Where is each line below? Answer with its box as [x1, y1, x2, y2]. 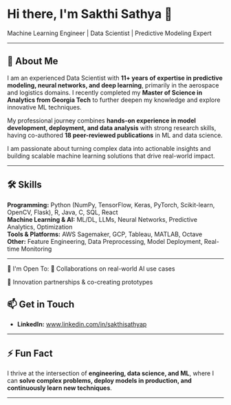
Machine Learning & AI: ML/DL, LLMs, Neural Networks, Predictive [7, 215, 198, 223]
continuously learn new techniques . [7, 384, 112, 392]
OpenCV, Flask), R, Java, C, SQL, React [7, 208, 118, 216]
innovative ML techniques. [7, 103, 82, 111]
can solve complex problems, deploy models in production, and [7, 377, 192, 385]
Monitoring [21, 245, 52, 253]
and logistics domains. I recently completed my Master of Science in [7, 88, 203, 96]
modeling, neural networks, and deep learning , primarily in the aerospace [7, 81, 219, 89]
